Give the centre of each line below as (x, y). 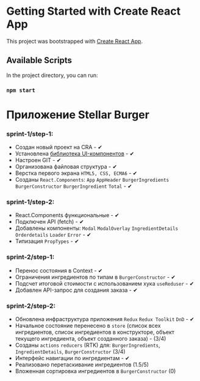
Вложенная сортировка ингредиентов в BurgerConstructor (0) (95, 371)
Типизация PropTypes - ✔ (47, 241)
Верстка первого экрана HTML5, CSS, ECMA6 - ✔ (76, 173)
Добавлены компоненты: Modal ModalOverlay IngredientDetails (97, 228)
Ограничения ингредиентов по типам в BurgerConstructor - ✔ (95, 277)
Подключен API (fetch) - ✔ (49, 222)
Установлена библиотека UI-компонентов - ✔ (75, 154)
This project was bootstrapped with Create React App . (75, 41)
